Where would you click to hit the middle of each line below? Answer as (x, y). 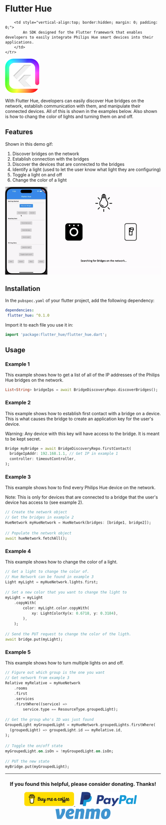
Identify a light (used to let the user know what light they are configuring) (86, 169)
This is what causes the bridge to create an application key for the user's (79, 419)
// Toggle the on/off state (34, 746)
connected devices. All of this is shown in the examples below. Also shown (81, 111)
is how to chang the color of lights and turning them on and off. (69, 116)
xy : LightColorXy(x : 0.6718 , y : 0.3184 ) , (75, 613)
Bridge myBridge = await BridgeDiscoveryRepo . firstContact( (68, 448)
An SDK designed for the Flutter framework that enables (83, 32)
